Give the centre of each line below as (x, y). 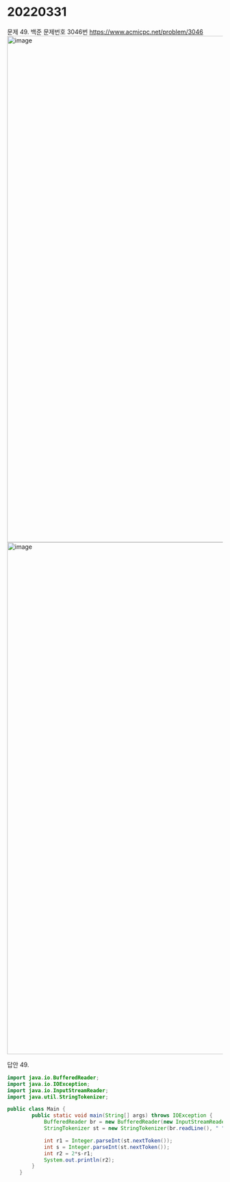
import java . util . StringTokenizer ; (58, 1097)
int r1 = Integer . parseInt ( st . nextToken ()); (108, 1140)
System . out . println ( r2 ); (79, 1160)
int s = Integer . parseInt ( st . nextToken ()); (106, 1147)
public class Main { (37, 1109)
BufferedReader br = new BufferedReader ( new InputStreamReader (136, 1122)
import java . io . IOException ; (49, 1084)
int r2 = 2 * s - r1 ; (68, 1153)
